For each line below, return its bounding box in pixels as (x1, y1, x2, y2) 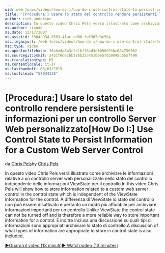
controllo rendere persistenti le (5, 103, 134, 114)
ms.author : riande (5, 26, 43, 30)
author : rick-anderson (5, 16, 52, 21)
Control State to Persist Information (5, 134, 153, 145)
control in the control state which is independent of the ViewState (5, 191, 137, 197)
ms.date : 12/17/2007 (5, 30, 48, 35)
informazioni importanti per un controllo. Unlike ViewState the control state (5, 207, 155, 213)
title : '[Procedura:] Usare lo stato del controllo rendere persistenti (5, 12, 157, 17)
